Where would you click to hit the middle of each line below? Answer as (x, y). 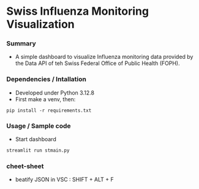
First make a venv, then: (45, 99)
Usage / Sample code (39, 126)
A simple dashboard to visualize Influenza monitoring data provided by (104, 57)
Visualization (40, 24)
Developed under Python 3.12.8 (55, 93)
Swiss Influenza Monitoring (77, 11)
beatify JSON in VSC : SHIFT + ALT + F (65, 180)
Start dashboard (36, 139)
